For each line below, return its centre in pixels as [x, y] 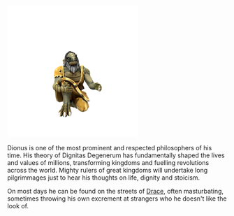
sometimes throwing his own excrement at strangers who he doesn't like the [117, 199]
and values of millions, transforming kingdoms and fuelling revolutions [108, 163]
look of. [18, 206]
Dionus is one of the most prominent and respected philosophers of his [110, 148]
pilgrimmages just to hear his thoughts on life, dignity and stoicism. [104, 178]
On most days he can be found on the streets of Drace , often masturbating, [116, 191]
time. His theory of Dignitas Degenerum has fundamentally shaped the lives [116, 155]
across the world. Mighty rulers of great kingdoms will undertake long [108, 170]
